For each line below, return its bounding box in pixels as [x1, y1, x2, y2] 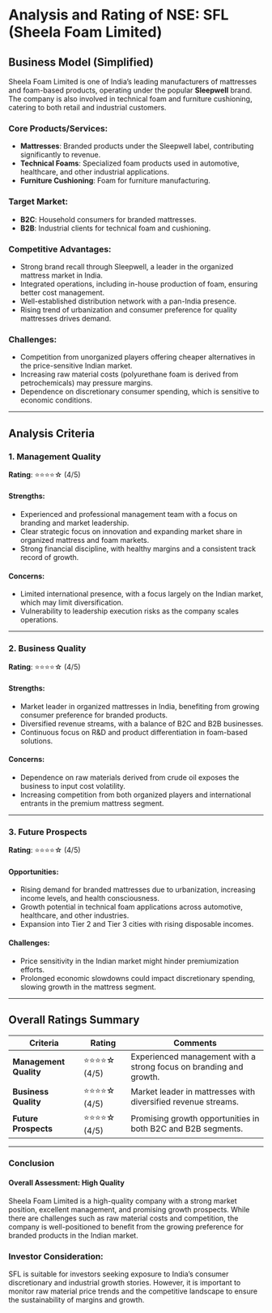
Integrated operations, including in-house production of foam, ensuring [19, 278, 258, 289]
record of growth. [19, 553, 79, 562]
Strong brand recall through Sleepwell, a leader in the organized [19, 261, 234, 271]
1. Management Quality [8, 450, 101, 462]
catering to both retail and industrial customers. [8, 103, 167, 112]
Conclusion [8, 1158, 55, 1169]
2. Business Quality [8, 643, 87, 654]
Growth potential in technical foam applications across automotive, [19, 902, 243, 912]
